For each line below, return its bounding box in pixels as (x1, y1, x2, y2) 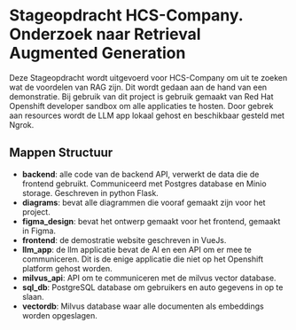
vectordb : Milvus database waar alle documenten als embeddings (21, 301, 264, 311)
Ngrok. (9, 119, 35, 130)
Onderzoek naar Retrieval (9, 24, 201, 44)
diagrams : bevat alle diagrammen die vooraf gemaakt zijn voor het (21, 197, 266, 208)
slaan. (21, 291, 44, 302)
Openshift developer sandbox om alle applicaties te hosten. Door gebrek (9, 100, 274, 111)
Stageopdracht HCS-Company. (9, 5, 244, 26)
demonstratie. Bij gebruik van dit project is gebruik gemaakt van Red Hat (9, 90, 274, 102)
